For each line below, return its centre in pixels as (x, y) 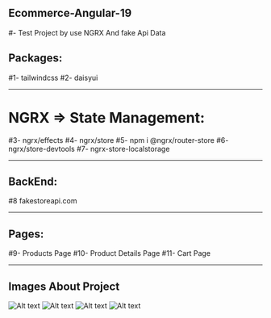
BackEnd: (33, 181)
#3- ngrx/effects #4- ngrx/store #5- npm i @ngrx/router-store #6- (119, 140)
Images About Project (64, 286)
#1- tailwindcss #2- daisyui (53, 77)
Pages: (26, 234)
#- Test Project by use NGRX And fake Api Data (87, 32)
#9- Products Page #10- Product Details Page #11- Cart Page (110, 253)
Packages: (35, 59)
